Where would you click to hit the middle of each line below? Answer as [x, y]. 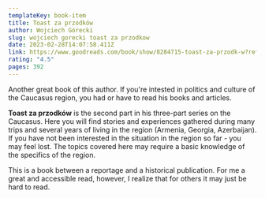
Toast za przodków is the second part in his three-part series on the [119, 113]
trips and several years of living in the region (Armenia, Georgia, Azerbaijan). [132, 129]
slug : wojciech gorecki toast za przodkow [79, 37]
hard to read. [29, 187]
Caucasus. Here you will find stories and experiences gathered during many [132, 121]
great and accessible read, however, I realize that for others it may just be [127, 178]
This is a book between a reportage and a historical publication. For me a [127, 170]
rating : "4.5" [32, 60]
